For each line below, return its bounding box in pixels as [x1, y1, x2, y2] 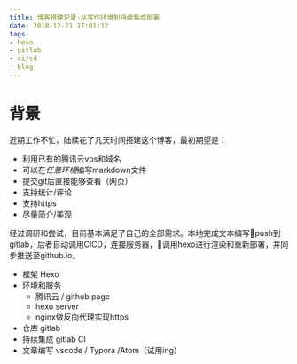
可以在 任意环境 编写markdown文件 [21, 164, 147, 175]
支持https [21, 197, 58, 209]
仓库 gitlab [21, 322, 61, 333]
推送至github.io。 [16, 249, 81, 260]
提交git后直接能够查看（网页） [21, 175, 133, 186]
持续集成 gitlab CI [21, 334, 87, 344]
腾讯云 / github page [35, 290, 111, 302]
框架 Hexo [21, 268, 59, 280]
